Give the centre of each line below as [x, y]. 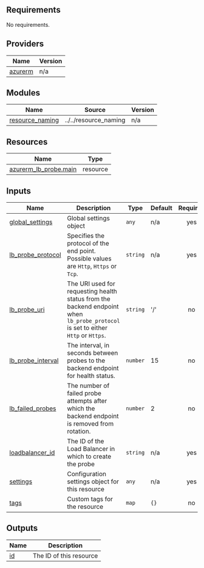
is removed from [90, 424]
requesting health [92, 292]
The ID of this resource [65, 555]
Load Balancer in [91, 449]
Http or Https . [87, 335]
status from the [89, 299]
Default [162, 208]
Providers [25, 44]
